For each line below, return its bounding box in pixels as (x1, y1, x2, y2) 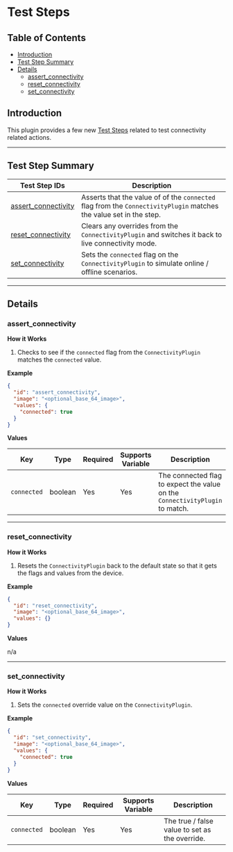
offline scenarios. (80, 267, 138, 277)
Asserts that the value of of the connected (80, 192, 216, 202)
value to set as (164, 825, 212, 835)
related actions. (7, 133, 52, 141)
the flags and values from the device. (17, 568, 124, 577)
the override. (164, 833, 206, 843)
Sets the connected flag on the (80, 250, 179, 259)
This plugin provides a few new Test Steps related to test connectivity (7, 126, 207, 134)
